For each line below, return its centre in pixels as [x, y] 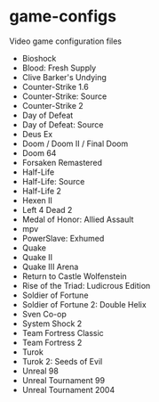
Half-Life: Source [53, 181]
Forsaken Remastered [62, 162]
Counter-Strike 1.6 [55, 86]
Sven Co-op [44, 314]
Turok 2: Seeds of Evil [62, 361]
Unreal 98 [40, 371]
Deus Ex [37, 134]
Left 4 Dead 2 [47, 209]
